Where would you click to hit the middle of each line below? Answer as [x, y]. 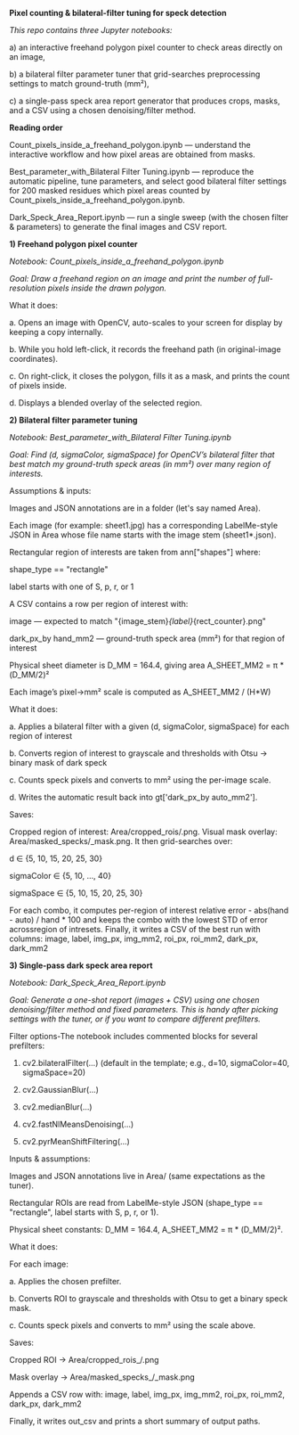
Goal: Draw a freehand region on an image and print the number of [133, 279]
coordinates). [34, 359]
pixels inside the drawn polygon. [107, 288]
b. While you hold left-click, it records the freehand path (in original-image [145, 349]
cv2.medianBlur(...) [57, 1107]
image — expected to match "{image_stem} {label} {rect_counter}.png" [138, 621]
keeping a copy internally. [57, 332]
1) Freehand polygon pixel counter [73, 244]
